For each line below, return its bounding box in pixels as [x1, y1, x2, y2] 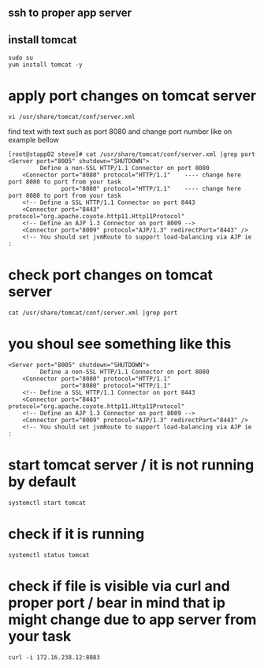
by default [8, 473, 76, 491]
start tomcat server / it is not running [8, 456, 255, 474]
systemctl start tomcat [8, 499, 87, 507]
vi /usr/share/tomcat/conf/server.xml [8, 113, 136, 121]
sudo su [8, 54, 34, 62]
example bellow [8, 135, 59, 145]
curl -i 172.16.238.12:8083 [8, 653, 101, 661]
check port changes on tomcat [8, 266, 214, 284]
